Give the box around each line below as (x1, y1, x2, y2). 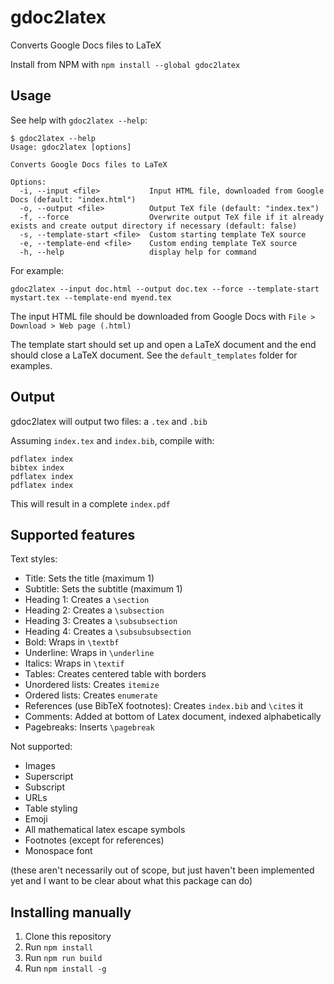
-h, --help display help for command (19, 247, 257, 257)
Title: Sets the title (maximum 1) (24, 572, 155, 585)
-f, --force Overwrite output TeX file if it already (19, 212, 325, 222)
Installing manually (10, 904, 132, 921)
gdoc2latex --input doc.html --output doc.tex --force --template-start (10, 284, 320, 294)
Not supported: (10, 741, 73, 753)
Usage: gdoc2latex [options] (10, 142, 132, 152)
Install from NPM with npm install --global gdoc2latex (10, 58, 241, 70)
